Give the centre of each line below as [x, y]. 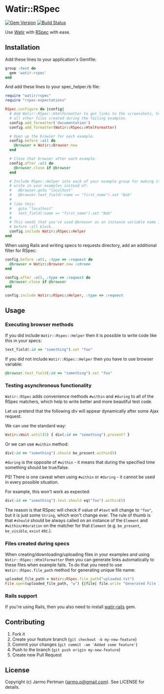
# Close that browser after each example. [53, 159]
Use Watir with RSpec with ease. [38, 32]
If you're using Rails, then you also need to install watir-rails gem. [71, 607]
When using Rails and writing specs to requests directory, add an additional [81, 245]
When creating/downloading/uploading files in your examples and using [77, 554]
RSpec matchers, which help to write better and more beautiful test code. [79, 401]
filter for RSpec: [21, 250]
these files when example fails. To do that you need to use [64, 565]
